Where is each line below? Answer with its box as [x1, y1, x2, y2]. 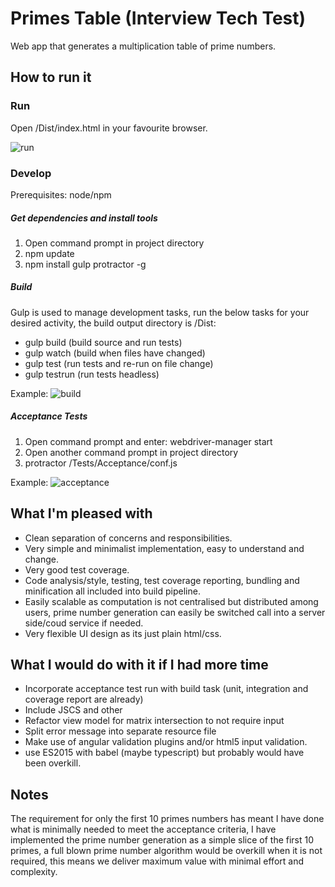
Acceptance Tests [10, 410, 88, 422]
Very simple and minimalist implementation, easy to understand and [24, 542, 305, 554]
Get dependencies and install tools [10, 212, 158, 224]
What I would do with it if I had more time [10, 657, 269, 674]
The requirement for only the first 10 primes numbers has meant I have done [10, 813, 325, 825]
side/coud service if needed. [24, 617, 144, 629]
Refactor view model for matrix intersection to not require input [24, 715, 285, 727]
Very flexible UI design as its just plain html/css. [24, 627, 222, 639]
